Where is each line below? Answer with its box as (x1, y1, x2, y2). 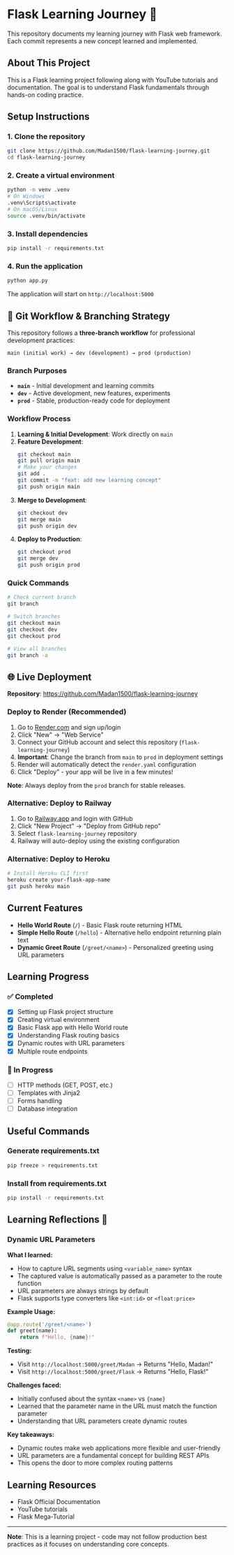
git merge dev (17, 555, 58, 562)
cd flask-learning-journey (7, 154, 86, 161)
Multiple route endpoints (17, 1047, 88, 1055)
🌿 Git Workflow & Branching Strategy (7, 310, 171, 322)
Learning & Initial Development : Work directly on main (17, 430, 173, 438)
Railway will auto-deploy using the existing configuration (17, 837, 180, 845)
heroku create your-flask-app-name (7, 876, 111, 883)
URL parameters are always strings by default (17, 1286, 149, 1295)
